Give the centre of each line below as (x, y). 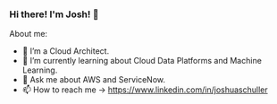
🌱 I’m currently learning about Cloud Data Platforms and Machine (142, 61)
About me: (28, 34)
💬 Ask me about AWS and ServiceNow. (94, 80)
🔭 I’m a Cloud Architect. (66, 51)
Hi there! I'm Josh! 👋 (54, 14)
